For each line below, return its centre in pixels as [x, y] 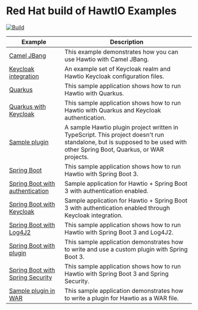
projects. [77, 157]
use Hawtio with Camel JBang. [107, 59]
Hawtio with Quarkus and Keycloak [113, 110]
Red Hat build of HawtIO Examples [91, 11]
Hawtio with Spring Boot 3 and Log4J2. [119, 232]
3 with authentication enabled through [117, 208]
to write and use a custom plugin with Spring [126, 249]
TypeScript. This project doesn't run [114, 134]
